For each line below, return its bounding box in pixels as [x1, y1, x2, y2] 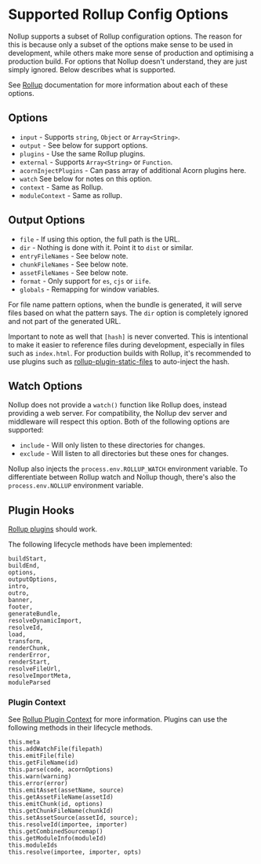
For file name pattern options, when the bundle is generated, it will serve [8, 300, 242, 309]
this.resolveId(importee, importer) [8, 821, 128, 829]
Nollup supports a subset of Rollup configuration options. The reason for [8, 31, 243, 41]
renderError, [8, 651, 51, 660]
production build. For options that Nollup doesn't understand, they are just [8, 57, 248, 66]
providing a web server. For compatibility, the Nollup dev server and [8, 409, 227, 418]
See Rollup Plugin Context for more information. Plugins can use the [8, 715, 227, 724]
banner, [8, 596, 34, 605]
